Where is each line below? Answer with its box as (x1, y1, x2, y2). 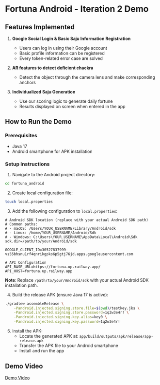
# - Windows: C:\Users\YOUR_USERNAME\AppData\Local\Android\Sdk (5, 235, 138, 239)
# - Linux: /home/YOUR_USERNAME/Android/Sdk (5, 230, 96, 235)
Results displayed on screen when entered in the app (19, 104, 126, 109)
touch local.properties (5, 199, 53, 204)
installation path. (5, 282, 38, 288)
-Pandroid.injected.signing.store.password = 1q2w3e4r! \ (14, 310, 129, 315)
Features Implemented (5, 23, 75, 31)
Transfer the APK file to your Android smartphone (19, 343, 119, 348)
